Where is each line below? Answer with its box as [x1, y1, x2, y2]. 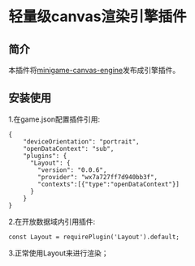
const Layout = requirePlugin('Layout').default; [8, 233, 180, 241]
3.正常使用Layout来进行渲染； [8, 248, 109, 258]
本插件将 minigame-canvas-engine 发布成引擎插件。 [8, 66, 180, 75]
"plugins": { [23, 152, 67, 160]
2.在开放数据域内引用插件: [8, 217, 96, 226]
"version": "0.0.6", [37, 165, 107, 174]
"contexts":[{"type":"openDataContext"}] [37, 180, 180, 188]
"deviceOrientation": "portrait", [23, 137, 140, 146]
